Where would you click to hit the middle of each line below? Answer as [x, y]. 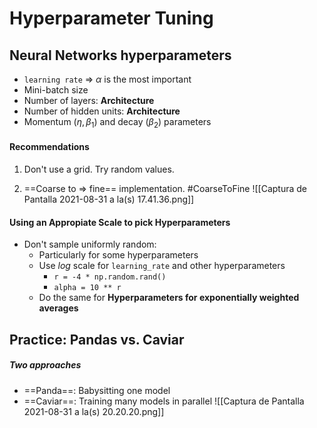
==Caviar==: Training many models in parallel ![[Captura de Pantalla [164, 401]
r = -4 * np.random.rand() [110, 277]
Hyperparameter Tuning [111, 18]
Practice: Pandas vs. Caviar [97, 339]
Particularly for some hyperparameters [118, 255]
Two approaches [45, 365]
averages [58, 308]
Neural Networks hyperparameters [120, 55]
